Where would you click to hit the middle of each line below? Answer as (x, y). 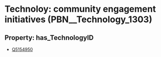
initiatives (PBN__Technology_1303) (79, 19)
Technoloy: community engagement (80, 9)
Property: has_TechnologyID (49, 38)
